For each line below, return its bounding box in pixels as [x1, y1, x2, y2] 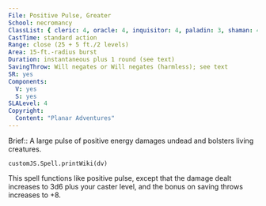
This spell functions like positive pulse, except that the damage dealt [8, 173, 232, 182]
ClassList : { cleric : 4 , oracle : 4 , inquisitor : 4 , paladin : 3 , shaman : [8, 26, 253, 34]
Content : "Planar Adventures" [15, 114, 115, 122]
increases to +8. [8, 190, 62, 200]
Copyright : [8, 107, 44, 115]
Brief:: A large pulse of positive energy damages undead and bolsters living [8, 136, 254, 145]
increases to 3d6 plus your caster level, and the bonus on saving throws [8, 182, 244, 191]
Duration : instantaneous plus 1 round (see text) [8, 56, 176, 64]
